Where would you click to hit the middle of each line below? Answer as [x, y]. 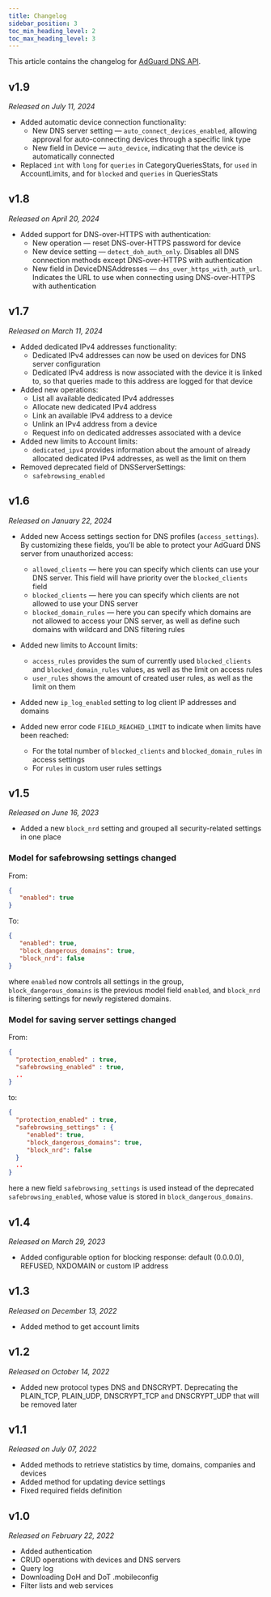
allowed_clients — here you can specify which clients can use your [146, 569]
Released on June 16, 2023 [54, 813]
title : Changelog [38, 16]
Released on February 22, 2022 [61, 1535]
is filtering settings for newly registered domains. [90, 998]
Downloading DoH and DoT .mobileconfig [89, 1577]
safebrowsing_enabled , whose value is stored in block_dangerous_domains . [131, 1197]
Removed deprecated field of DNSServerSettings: [103, 467]
